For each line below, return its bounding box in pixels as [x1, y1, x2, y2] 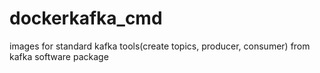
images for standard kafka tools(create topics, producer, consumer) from [9, 40, 311, 52]
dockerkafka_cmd [9, 7, 163, 30]
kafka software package [9, 50, 109, 62]
